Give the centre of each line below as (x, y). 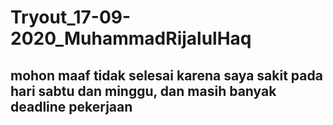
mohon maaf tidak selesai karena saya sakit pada (166, 75)
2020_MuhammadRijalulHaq (131, 38)
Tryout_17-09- (71, 17)
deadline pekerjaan (71, 106)
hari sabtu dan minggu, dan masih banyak (143, 91)
